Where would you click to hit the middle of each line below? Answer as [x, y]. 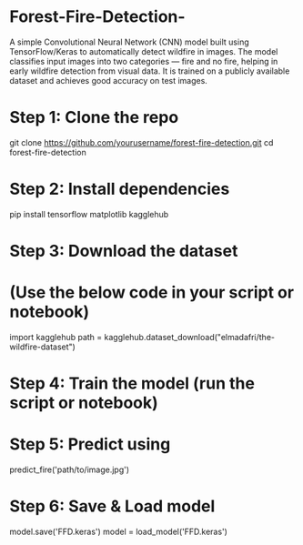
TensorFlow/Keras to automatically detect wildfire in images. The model [144, 51]
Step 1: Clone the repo [94, 118]
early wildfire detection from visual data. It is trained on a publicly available [150, 71]
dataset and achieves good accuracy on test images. [108, 80]
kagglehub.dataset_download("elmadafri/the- [190, 337]
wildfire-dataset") [42, 347]
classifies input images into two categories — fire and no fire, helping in [144, 61]
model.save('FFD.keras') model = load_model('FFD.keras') [118, 531]
